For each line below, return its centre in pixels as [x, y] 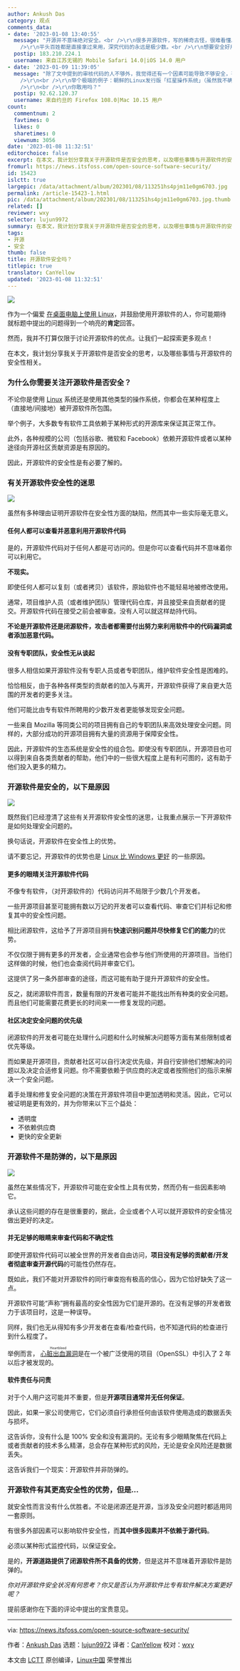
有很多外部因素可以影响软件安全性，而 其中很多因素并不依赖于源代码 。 [110, 1530]
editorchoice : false [38, 153]
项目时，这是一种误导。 [60, 1312]
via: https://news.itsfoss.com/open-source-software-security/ [98, 1630]
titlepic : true [30, 266]
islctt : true [27, 180]
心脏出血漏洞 [59, 1353]
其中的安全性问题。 [41, 915]
